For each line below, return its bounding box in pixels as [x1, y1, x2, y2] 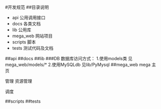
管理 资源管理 [5, 78, 32, 84]
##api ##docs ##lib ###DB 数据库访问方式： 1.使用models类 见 [5, 56, 133, 61]
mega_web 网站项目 [12, 33, 53, 39]
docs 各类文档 [12, 21, 41, 26]
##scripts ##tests [5, 98, 41, 104]
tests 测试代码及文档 [12, 45, 54, 51]
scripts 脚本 [12, 39, 36, 45]
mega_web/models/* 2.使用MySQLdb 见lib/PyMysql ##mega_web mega [5, 62, 151, 67]
